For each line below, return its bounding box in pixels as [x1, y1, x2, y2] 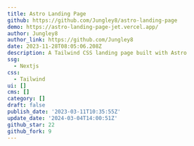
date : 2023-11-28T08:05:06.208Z [7, 43, 102, 50]
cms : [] [7, 88, 30, 95]
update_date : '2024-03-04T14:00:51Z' [7, 114, 118, 121]
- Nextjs [13, 62, 39, 69]
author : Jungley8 [7, 29, 58, 37]
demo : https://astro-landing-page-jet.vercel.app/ [7, 23, 159, 30]
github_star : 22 [7, 121, 55, 128]
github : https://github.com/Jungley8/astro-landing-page [7, 17, 178, 24]
